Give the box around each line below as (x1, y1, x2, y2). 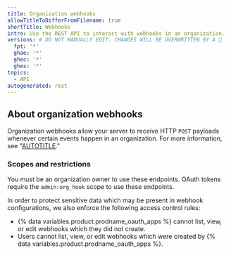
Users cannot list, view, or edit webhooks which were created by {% (17, 233, 216, 241)
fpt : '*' (13, 43, 39, 50)
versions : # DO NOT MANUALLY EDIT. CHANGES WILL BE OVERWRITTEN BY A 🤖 (7, 37, 222, 44)
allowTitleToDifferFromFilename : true (7, 17, 121, 24)
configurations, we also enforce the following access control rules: (7, 204, 201, 212)
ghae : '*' (13, 50, 42, 57)
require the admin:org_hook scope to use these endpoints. (7, 183, 175, 191)
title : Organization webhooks (7, 10, 96, 18)
